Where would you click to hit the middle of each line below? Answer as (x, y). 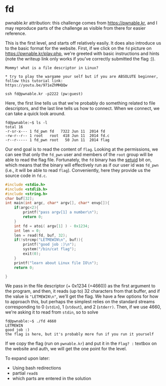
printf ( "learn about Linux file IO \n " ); (56, 263)
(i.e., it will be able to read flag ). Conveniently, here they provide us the (78, 170)
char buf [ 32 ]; (20, 198)
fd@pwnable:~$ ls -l (27, 122)
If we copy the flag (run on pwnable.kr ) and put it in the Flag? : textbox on (81, 343)
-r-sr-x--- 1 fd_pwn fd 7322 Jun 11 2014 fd (55, 131)
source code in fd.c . (26, 175)
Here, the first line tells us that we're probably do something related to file (80, 103)
